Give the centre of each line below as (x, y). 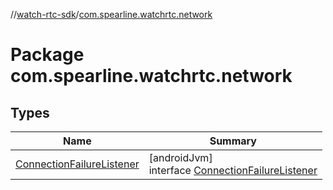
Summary (233, 141)
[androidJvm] (180, 157)
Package (47, 55)
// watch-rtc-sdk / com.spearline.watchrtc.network (111, 14)
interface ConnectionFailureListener (233, 170)
